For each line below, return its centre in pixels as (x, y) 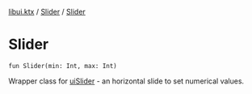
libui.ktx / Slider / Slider (47, 12)
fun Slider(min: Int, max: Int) (63, 66)
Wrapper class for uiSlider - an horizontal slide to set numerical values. (126, 81)
